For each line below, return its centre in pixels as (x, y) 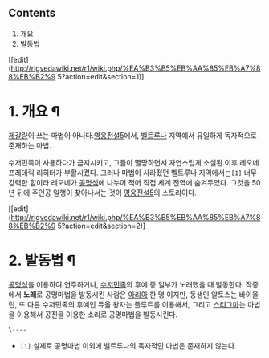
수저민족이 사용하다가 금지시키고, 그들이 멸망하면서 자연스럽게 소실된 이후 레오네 (134, 162)
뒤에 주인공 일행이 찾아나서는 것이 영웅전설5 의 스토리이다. (106, 193)
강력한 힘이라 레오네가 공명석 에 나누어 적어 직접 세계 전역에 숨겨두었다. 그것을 (129, 182)
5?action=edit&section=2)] (102, 226)
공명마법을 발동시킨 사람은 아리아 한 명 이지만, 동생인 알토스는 (141, 294)
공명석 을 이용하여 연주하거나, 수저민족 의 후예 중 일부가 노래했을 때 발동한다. (126, 284)
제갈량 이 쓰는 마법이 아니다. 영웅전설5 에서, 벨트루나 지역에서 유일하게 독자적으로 (132, 135)
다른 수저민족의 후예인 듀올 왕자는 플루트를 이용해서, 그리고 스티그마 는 (137, 304)
